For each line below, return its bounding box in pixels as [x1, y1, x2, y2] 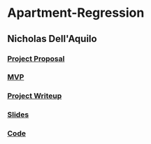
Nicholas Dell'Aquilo [7, 33, 97, 45]
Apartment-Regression [7, 5, 145, 21]
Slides [7, 110, 29, 120]
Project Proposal [7, 54, 65, 64]
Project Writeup [7, 91, 62, 101]
